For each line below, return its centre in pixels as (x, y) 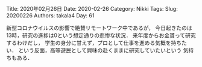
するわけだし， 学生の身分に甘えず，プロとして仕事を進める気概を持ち (94, 43)
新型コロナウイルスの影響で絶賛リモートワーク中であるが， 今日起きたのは (99, 28)
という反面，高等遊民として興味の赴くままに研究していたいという (100, 50)
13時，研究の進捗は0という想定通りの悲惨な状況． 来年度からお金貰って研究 (101, 35)
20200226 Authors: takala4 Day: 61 (50, 16)
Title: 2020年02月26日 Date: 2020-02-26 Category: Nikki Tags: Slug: (92, 9)
